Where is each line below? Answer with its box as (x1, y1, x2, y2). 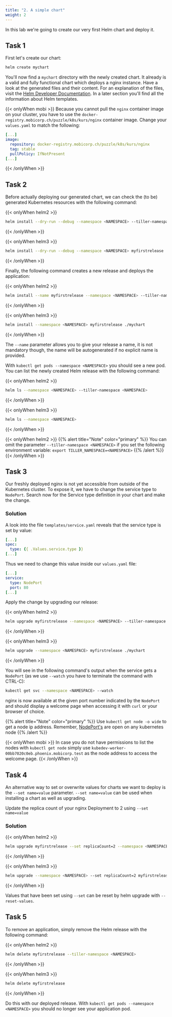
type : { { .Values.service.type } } (10, 547, 83, 552)
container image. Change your (102, 117, 167, 123)
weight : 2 (5, 12, 27, 17)
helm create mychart (5, 65, 50, 70)
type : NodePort (10, 580, 42, 586)
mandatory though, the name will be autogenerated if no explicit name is (5, 347, 158, 353)
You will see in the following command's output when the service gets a (5, 667, 157, 673)
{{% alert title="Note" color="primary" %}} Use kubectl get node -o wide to (5, 719, 167, 725)
